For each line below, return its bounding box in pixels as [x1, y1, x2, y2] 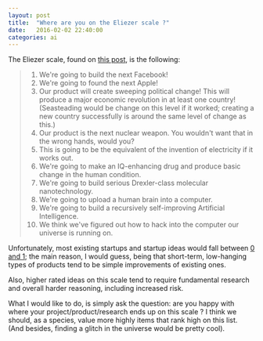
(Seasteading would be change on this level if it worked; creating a [38, 103, 254, 113]
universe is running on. [38, 228, 113, 238]
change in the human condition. [38, 170, 142, 180]
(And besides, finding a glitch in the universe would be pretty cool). [8, 324, 225, 333]
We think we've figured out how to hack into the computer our [38, 220, 240, 230]
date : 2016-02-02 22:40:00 [8, 26, 103, 34]
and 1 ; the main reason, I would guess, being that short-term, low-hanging [8, 252, 247, 261]
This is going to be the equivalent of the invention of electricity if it [38, 145, 253, 154]
